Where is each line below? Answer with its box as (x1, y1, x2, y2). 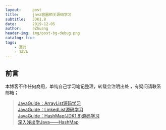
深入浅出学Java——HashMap (17, 119, 79, 125)
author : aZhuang (5, 26, 49, 31)
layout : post (5, 7, 42, 13)
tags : (5, 40, 17, 45)
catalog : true (5, 36, 35, 41)
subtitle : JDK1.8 (5, 17, 46, 22)
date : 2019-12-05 (5, 21, 56, 27)
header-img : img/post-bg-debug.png (5, 31, 80, 36)
